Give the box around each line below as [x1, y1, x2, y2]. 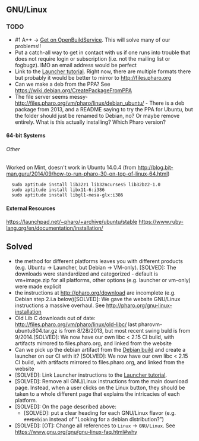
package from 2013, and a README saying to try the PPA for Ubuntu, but [14, 105, 193, 112]
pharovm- [138, 321, 162, 328]
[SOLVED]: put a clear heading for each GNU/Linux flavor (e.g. [23, 409, 176, 416]
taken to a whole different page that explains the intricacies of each [14, 390, 180, 398]
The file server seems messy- [14, 93, 88, 100]
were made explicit [14, 283, 61, 290]
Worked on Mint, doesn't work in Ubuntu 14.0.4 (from [6, 164, 137, 171]
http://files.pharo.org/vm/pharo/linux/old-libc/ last [14, 321, 137, 328]
